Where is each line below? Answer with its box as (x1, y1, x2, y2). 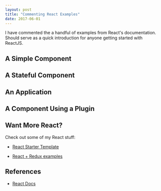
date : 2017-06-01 (5, 16, 41, 21)
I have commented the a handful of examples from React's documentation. (5, 30, 156, 36)
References (5, 167, 41, 176)
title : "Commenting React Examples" (5, 12, 80, 17)
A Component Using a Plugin (5, 104, 95, 113)
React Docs (12, 180, 36, 187)
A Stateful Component (5, 71, 75, 80)
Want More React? (5, 121, 63, 130)
